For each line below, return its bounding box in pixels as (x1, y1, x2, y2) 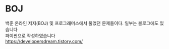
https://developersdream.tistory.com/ (5, 38, 83, 44)
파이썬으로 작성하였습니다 (5, 32, 55, 38)
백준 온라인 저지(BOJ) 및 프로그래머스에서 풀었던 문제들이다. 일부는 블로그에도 (5, 20, 159, 26)
